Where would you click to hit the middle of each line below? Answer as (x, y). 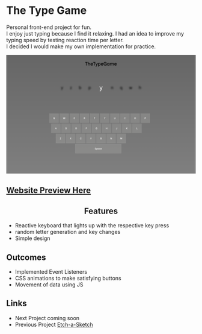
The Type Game (47, 11)
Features (101, 211)
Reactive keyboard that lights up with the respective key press (92, 225)
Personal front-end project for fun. (49, 27)
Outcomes (26, 257)
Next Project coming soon (47, 318)
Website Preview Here (49, 191)
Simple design (32, 238)
